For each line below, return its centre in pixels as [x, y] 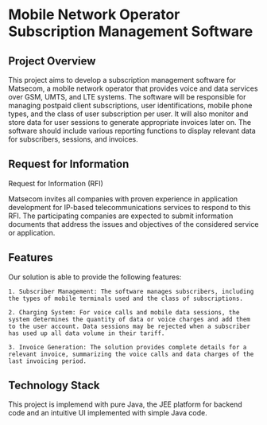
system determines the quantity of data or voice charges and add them [129, 319]
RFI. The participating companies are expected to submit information [121, 216]
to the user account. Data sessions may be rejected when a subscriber [129, 326]
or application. [32, 232]
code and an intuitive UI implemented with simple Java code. [108, 413]
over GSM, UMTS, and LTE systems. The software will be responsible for [127, 97]
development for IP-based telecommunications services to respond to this [130, 207]
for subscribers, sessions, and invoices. [73, 139]
